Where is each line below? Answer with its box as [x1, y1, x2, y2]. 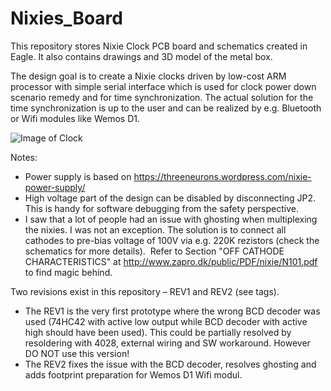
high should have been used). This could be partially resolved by [24, 326, 292, 338]
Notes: [10, 151, 38, 163]
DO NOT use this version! [24, 347, 130, 359]
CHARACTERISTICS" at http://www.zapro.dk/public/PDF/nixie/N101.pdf [24, 255, 318, 267]
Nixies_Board [10, 7, 123, 30]
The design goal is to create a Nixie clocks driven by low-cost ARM [10, 70, 287, 82]
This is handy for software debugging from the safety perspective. [24, 202, 299, 214]
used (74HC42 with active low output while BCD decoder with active [24, 315, 308, 327]
